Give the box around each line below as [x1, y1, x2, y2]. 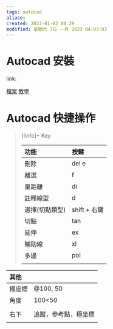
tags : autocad [6, 9, 43, 15]
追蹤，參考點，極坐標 [33, 310, 95, 319]
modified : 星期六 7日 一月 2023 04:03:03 [6, 26, 108, 32]
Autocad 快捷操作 [6, 112, 96, 126]
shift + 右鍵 [72, 206, 104, 214]
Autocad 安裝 [6, 55, 75, 68]
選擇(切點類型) [24, 206, 66, 214]
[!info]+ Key [21, 132, 51, 140]
